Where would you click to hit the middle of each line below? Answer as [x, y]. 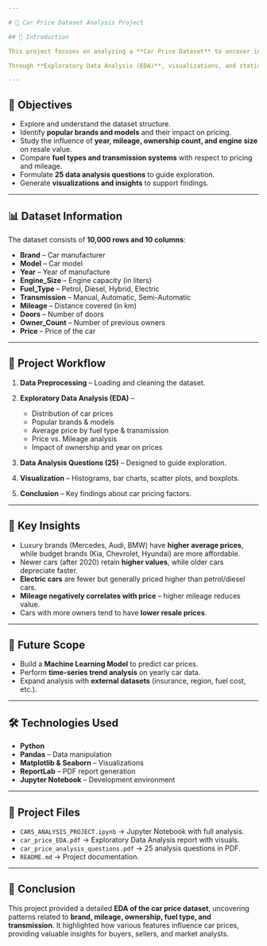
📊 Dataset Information [66, 217]
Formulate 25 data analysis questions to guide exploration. [117, 175]
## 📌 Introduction [39, 37]
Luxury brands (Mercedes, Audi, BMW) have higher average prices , [132, 545]
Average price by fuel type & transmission [100, 430]
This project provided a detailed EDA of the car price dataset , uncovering [129, 908]
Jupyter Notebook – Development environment [97, 780]
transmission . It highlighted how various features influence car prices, [124, 925]
